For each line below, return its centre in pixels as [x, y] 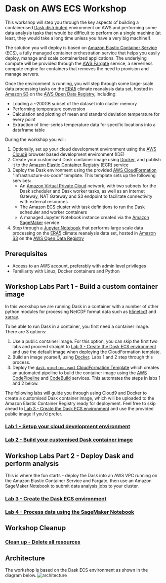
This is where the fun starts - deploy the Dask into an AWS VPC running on [81, 476]
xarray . [12, 316]
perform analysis [32, 464]
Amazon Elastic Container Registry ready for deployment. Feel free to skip [81, 403]
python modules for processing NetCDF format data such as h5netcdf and [81, 312]
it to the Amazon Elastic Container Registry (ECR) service [70, 165]
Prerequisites [26, 254]
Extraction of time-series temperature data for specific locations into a [84, 125]
